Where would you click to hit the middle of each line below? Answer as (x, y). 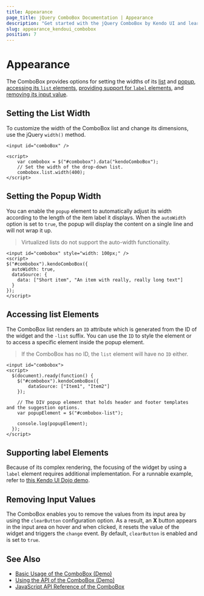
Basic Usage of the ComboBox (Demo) (63, 573)
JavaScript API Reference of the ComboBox (70, 586)
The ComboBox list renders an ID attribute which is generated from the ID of (102, 329)
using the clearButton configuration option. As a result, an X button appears (102, 521)
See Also (23, 559)
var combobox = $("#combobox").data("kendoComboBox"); (88, 162)
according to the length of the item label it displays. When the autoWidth (96, 217)
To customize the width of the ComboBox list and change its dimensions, (97, 128)
